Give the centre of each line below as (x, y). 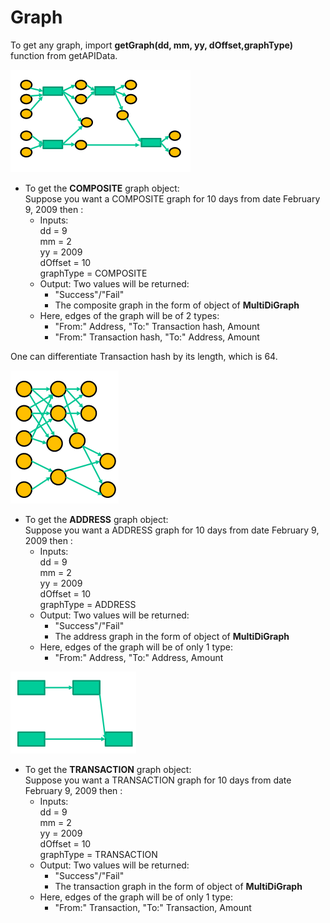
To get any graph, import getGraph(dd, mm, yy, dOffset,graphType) (151, 45)
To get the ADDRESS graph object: (96, 519)
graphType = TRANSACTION (98, 854)
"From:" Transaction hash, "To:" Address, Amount (157, 337)
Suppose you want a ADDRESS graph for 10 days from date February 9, (172, 530)
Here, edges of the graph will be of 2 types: (129, 315)
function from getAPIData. (64, 55)
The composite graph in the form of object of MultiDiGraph (177, 305)
